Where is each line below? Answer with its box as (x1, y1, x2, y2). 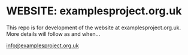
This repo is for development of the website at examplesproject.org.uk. (6, 24, 181, 31)
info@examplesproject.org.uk (6, 42, 79, 49)
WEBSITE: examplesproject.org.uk (6, 4, 182, 18)
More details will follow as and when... (6, 30, 101, 37)
